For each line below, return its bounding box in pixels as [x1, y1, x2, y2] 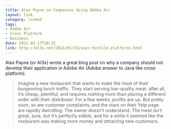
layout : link [5, 12, 33, 17]
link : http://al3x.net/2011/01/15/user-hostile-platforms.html [5, 45, 143, 50]
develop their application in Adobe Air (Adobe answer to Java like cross [5, 65, 156, 71]
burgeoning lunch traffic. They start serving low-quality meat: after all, [17, 85, 166, 92]
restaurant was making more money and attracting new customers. [17, 118, 159, 124]
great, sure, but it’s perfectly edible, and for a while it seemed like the [17, 113, 163, 119]
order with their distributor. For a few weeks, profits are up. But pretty [17, 96, 164, 102]
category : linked [5, 17, 42, 22]
